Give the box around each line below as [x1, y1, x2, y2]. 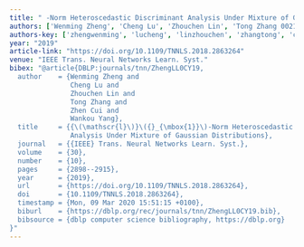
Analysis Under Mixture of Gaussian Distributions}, [70, 131, 273, 140]
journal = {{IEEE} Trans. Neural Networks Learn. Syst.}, [17, 139, 249, 148]
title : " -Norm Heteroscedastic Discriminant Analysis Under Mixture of [9, 13, 290, 23]
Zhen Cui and [70, 106, 119, 115]
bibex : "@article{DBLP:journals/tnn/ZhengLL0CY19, [9, 64, 204, 73]
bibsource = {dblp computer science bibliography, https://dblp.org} [17, 214, 285, 224]
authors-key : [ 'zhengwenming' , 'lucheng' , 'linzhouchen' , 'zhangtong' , [9, 30, 285, 39]
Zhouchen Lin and [70, 89, 136, 98]
